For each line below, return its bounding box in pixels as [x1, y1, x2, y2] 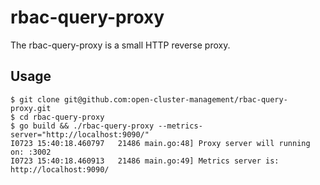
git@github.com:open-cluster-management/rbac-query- [63, 94, 288, 105]
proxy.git [10, 103, 52, 113]
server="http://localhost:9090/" [10, 129, 150, 140]
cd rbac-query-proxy [19, 112, 105, 122]
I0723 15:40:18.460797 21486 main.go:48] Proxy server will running [10, 138, 311, 148]
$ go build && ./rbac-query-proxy [10, 121, 155, 131]
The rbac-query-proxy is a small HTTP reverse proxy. [10, 39, 231, 51]
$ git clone [10, 94, 60, 105]
